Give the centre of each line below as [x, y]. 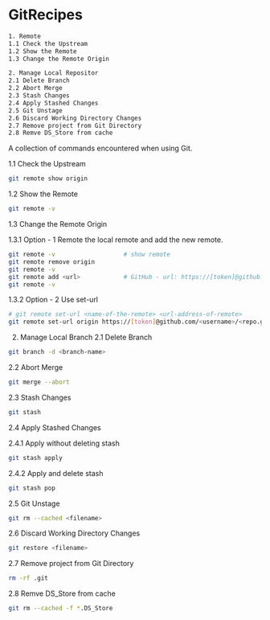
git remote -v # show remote [90, 255]
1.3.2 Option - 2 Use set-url [53, 300]
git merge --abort [39, 382]
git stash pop [32, 488]
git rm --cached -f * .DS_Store [61, 609]
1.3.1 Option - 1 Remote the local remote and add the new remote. [116, 240]
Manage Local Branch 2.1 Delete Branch [86, 337]
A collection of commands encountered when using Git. [100, 148]
